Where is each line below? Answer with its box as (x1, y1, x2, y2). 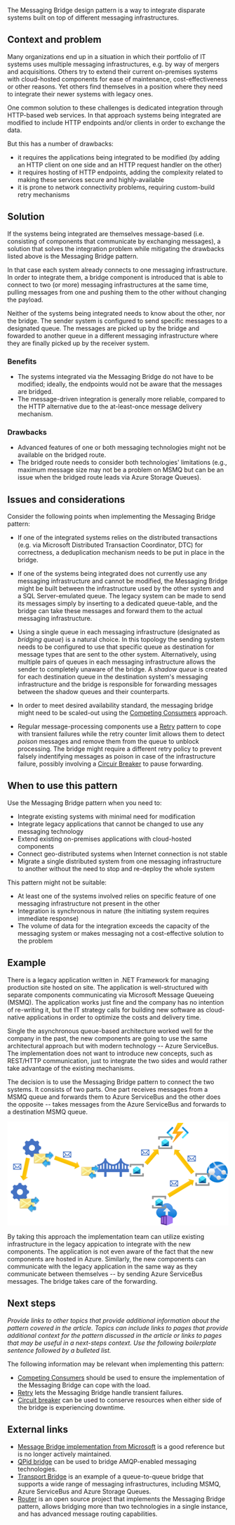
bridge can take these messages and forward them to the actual (17, 607, 203, 615)
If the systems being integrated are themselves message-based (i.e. (7, 229, 205, 238)
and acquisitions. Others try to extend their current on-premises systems (7, 67, 218, 76)
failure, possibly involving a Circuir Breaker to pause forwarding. (17, 759, 203, 768)
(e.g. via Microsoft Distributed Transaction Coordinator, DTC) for (17, 541, 203, 549)
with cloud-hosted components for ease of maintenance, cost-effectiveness (7, 75, 228, 83)
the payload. (7, 295, 43, 304)
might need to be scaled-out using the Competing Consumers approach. (17, 709, 228, 717)
